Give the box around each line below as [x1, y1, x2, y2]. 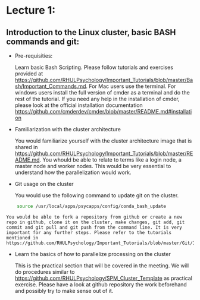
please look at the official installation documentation [14, 102, 143, 109]
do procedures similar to [14, 268, 75, 275]
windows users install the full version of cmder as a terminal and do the [14, 89, 190, 96]
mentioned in [6, 235, 39, 241]
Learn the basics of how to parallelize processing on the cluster [14, 250, 171, 257]
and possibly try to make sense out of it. [14, 287, 114, 294]
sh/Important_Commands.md [14, 83, 86, 90]
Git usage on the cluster [14, 181, 74, 187]
